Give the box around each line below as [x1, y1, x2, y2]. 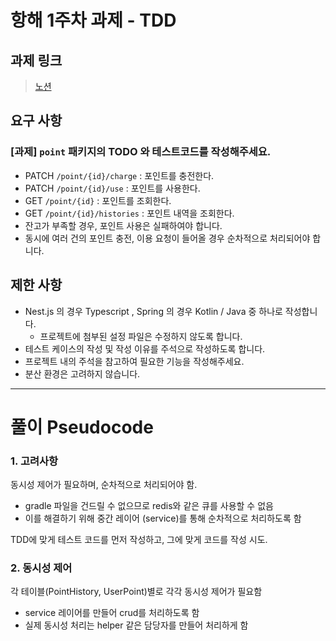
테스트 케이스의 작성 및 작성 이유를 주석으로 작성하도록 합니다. [24, 342, 266, 355]
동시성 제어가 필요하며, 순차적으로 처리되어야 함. [10, 478, 198, 490]
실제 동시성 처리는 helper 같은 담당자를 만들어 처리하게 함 [24, 619, 249, 631]
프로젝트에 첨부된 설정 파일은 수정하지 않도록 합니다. [39, 330, 243, 342]
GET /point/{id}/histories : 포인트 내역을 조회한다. [24, 207, 235, 219]
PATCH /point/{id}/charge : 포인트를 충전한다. [24, 169, 215, 181]
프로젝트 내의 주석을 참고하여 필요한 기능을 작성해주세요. [24, 355, 245, 367]
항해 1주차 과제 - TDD [10, 9, 177, 32]
